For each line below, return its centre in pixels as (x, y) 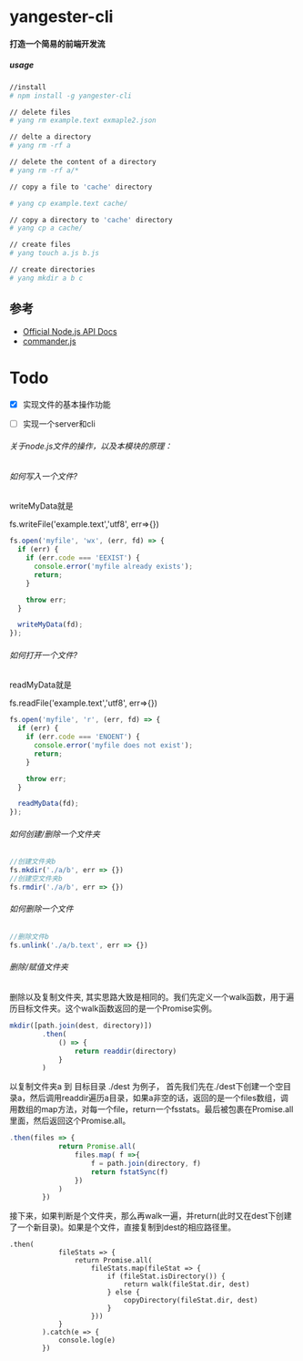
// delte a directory (50, 137)
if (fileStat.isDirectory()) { (166, 1277)
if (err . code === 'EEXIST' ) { (83, 558)
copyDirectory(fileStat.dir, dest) (191, 1301)
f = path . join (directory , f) (146, 1163)
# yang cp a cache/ (46, 228)
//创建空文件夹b (36, 879)
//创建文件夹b (33, 862)
